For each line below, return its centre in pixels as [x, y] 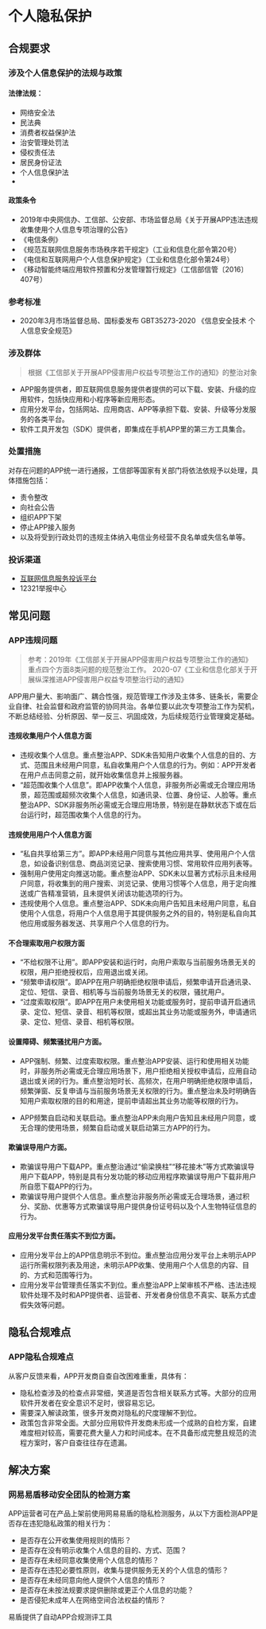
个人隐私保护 [50, 16]
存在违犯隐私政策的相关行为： [64, 1524]
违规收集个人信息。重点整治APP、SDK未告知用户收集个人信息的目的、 [135, 755]
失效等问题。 [48, 1305]
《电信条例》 [40, 239]
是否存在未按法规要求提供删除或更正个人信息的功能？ [107, 1590]
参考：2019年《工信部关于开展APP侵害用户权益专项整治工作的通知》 [140, 659]
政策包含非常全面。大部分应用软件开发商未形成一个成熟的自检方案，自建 [138, 1423]
